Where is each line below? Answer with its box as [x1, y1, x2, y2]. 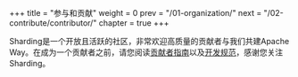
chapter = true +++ [98, 18, 170, 28]
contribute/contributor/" [9, 18, 97, 28]
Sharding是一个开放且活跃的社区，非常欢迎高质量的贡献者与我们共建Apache [9, 36, 290, 46]
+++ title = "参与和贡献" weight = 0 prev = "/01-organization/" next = [9, 8, 262, 18]
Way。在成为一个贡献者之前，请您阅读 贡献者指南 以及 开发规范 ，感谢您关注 [9, 47, 284, 58]
